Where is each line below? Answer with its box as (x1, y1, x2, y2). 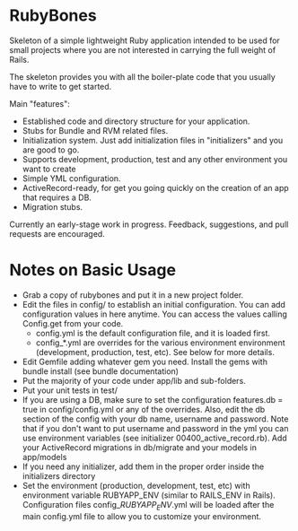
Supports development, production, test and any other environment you (22, 153, 288, 164)
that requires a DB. (22, 192, 92, 203)
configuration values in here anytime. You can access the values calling (22, 309, 287, 319)
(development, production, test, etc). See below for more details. (35, 346, 276, 357)
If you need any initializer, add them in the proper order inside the (22, 461, 265, 472)
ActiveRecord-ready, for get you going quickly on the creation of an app (22, 182, 289, 193)
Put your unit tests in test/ (22, 385, 118, 396)
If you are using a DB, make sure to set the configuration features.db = (22, 394, 284, 405)
